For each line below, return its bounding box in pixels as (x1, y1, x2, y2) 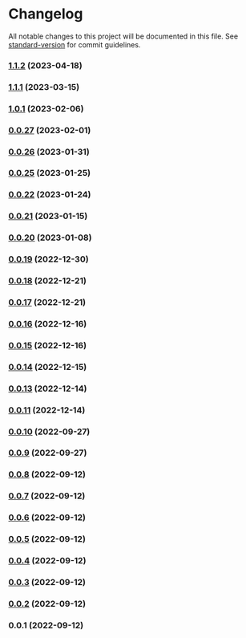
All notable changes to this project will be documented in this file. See (8, 31, 239, 41)
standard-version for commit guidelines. (8, 39, 141, 49)
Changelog (8, 5, 83, 23)
